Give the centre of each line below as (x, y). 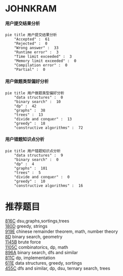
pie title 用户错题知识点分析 (33, 151)
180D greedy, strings (27, 226)
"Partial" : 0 (30, 70)
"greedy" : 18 (30, 123)
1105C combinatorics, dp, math (37, 247)
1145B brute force (23, 242)
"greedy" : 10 (30, 181)
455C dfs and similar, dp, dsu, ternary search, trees (58, 268)
